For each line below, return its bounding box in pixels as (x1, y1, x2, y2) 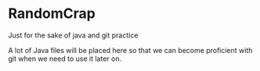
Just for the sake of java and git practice (8, 30, 139, 40)
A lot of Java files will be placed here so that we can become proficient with (8, 45, 253, 55)
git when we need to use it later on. (8, 54, 122, 63)
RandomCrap (8, 5, 96, 23)
